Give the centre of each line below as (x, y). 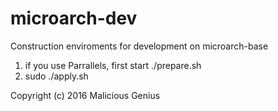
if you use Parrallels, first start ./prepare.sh (113, 65)
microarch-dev (74, 18)
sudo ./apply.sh (56, 76)
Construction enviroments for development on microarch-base (139, 46)
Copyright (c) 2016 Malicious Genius (85, 95)
